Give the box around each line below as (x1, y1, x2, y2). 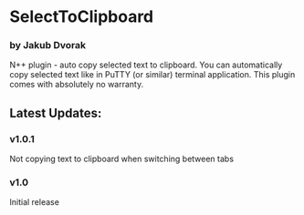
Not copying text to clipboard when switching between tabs (9, 153, 235, 165)
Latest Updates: (9, 105, 102, 120)
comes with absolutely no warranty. (9, 79, 144, 90)
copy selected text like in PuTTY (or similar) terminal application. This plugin (9, 69, 296, 80)
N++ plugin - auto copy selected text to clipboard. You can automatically (9, 59, 283, 70)
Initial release (9, 197, 59, 208)
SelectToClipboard (9, 6, 153, 27)
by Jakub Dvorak (9, 39, 87, 52)
